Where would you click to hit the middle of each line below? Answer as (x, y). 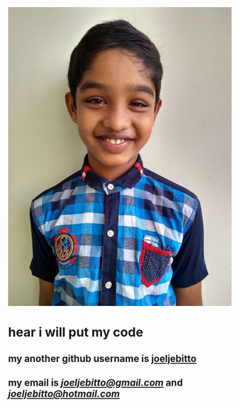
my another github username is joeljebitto (102, 358)
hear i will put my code (76, 333)
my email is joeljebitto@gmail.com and (95, 382)
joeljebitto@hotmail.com (64, 394)
